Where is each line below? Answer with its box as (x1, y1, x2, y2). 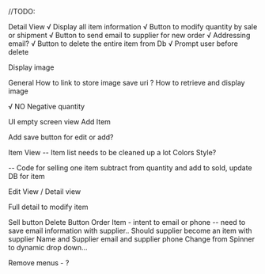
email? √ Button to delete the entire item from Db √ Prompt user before (8, 39, 239, 48)
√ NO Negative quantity (8, 102, 85, 111)
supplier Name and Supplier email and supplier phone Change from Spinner (8, 234, 256, 244)
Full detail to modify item (8, 202, 89, 211)
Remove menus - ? (8, 258, 70, 268)
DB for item (8, 172, 45, 181)
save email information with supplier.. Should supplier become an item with (8, 226, 252, 235)
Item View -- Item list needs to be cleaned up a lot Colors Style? (8, 148, 217, 157)
